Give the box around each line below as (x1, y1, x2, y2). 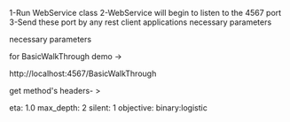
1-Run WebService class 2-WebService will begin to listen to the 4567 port (9, 8, 282, 18)
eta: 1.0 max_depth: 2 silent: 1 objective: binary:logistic (9, 103, 208, 113)
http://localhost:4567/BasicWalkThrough (9, 68, 157, 79)
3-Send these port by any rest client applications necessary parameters (9, 17, 272, 27)
